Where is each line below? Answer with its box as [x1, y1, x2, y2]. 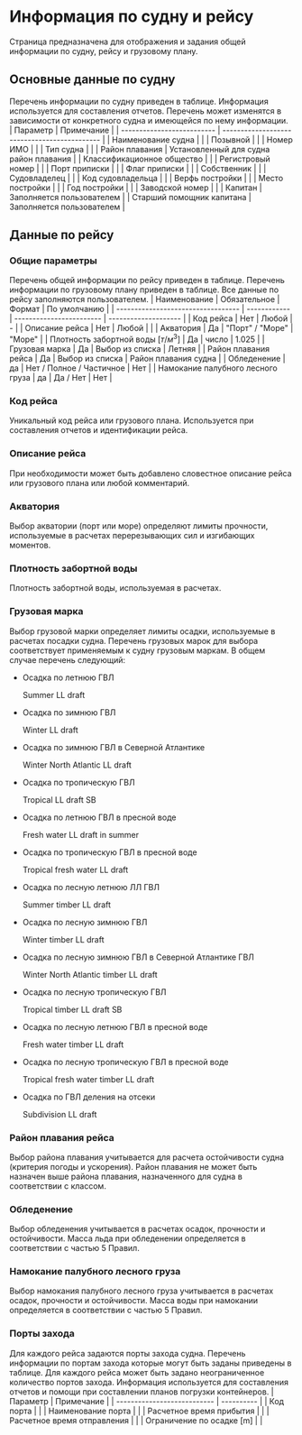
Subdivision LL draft [22, 1108, 97, 1119]
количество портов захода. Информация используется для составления [9, 1376, 288, 1387]
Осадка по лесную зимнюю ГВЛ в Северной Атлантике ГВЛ [22, 952, 255, 962]
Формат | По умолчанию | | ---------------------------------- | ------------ [9, 304, 291, 315]
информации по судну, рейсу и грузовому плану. [9, 45, 198, 56]
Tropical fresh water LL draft [22, 864, 129, 875]
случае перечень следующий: [9, 654, 126, 665]
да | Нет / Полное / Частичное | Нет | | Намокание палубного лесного [9, 363, 278, 373]
